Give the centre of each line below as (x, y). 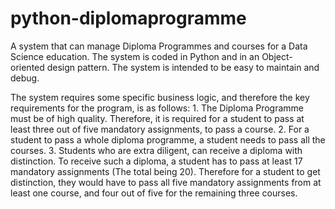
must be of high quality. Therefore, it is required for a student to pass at (157, 118)
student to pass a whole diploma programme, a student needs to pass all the (168, 139)
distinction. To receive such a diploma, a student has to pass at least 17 (156, 161)
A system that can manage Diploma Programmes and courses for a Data (159, 46)
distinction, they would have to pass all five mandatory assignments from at (166, 182)
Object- (277, 56)
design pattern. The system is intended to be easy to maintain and (183, 67)
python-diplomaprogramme (128, 18)
